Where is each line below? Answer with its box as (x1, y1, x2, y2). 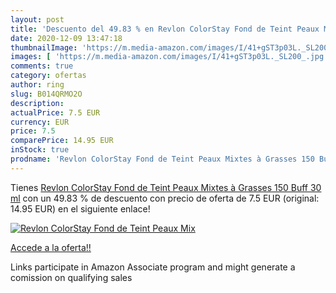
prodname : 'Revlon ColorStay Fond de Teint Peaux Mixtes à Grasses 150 (10, 154, 315, 164)
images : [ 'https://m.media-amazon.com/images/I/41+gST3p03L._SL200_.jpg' (10, 52, 329, 62)
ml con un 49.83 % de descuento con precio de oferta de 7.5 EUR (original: (10, 192, 320, 204)
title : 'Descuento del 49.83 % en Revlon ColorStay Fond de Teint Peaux (10, 24, 320, 34)
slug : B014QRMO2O (10, 89, 83, 99)
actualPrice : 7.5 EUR (10, 107, 101, 118)
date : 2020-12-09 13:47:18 (10, 33, 123, 43)
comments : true (10, 61, 74, 71)
